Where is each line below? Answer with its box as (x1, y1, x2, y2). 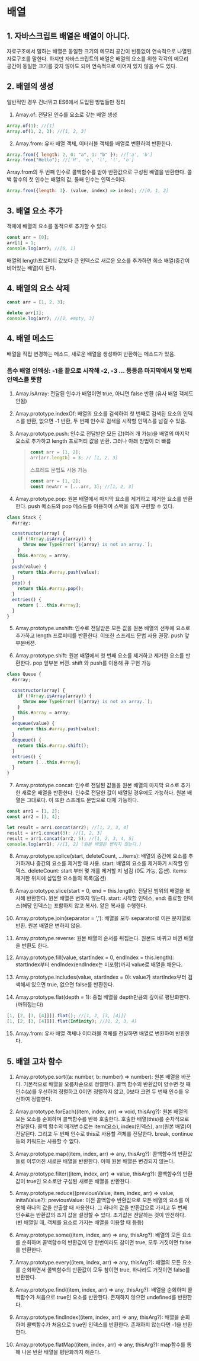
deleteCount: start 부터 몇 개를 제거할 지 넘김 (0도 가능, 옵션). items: (28, 867, 188, 874)
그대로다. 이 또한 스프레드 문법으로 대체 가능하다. (26, 797, 139, 804)
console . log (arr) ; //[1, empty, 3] (7, 315, 95, 322)
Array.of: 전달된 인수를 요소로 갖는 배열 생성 (15, 111, 117, 118)
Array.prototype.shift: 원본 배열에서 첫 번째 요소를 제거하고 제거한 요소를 (15, 652, 184, 659)
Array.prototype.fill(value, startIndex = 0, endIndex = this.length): (15, 954, 174, 961)
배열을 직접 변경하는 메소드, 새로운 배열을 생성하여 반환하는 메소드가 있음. (7, 350, 176, 357)
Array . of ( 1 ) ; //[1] (7, 123, 55, 129)
